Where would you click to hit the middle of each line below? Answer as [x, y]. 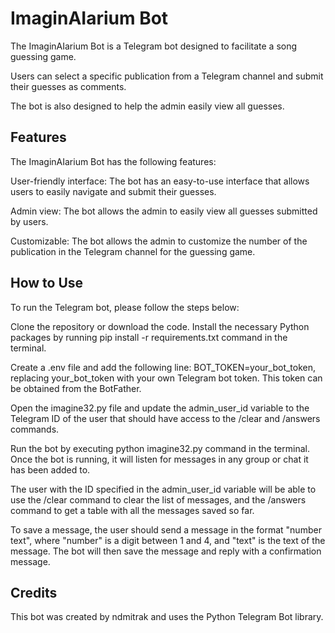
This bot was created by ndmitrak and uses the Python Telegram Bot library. [167, 617]
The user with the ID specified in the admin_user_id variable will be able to [163, 489]
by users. [29, 221]
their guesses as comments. [68, 86]
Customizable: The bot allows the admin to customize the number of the [159, 241]
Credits [34, 592]
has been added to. [50, 469]
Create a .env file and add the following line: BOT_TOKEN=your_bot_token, [163, 367]
